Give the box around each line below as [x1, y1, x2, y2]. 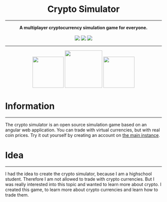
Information [5, 101, 55, 112]
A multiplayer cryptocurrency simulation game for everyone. [19, 24, 148, 30]
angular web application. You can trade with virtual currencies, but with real [5, 127, 160, 133]
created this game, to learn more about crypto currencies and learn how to [5, 187, 158, 193]
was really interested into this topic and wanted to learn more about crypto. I [5, 181, 162, 187]
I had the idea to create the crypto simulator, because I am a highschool [5, 171, 152, 177]
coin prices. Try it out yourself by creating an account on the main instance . [5, 132, 160, 138]
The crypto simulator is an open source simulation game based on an [5, 121, 147, 127]
